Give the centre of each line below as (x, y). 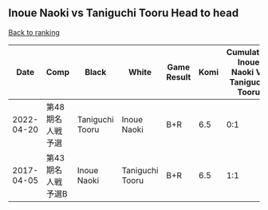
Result (179, 77)
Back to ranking (34, 32)
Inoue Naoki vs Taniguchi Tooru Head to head (124, 13)
